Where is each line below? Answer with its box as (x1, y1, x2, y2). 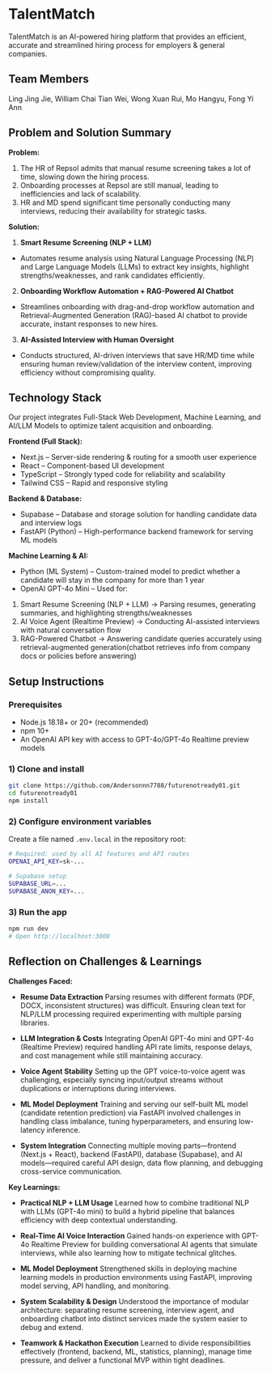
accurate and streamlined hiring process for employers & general (8, 40, 225, 49)
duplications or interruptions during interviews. (19, 1083, 176, 1093)
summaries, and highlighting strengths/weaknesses (19, 608, 193, 618)
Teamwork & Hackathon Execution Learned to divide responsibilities (19, 1337, 252, 1348)
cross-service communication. (19, 1167, 123, 1176)
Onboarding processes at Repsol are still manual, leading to (19, 180, 219, 190)
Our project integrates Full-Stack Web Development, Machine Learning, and (8, 412, 261, 422)
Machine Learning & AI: (8, 551, 89, 561)
